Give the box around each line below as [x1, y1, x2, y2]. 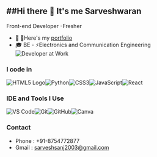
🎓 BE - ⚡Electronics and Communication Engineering [15, 41, 151, 48]
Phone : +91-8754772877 [15, 137, 80, 144]
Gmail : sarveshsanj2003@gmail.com [15, 144, 109, 151]
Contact [6, 123, 31, 132]
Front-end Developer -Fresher [6, 22, 82, 29]
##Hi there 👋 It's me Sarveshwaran [6, 6, 142, 16]
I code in [6, 65, 32, 73]
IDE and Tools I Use [6, 94, 64, 103]
